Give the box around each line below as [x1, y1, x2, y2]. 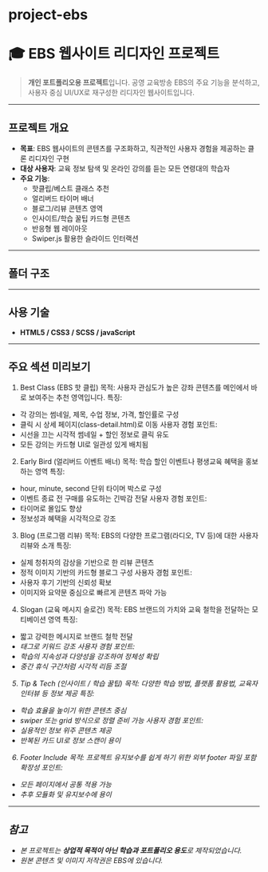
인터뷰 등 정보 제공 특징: [19, 689, 95, 698]
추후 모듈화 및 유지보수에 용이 [19, 790, 112, 799]
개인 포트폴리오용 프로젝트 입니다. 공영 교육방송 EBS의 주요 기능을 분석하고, [27, 78, 260, 87]
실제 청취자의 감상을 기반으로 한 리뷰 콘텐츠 [19, 558, 155, 567]
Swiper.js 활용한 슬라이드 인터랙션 [31, 234, 139, 243]
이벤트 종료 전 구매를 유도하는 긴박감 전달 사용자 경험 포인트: [19, 494, 207, 503]
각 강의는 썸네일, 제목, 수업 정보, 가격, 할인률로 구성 [19, 410, 179, 419]
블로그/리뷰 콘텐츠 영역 [31, 203, 104, 213]
